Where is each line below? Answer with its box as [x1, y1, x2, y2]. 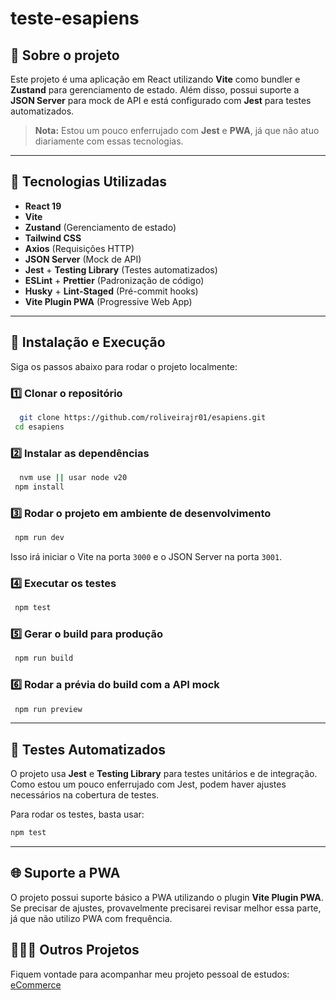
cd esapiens [14, 422, 65, 432]
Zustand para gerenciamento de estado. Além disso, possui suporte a [10, 84, 300, 96]
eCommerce [10, 978, 62, 991]
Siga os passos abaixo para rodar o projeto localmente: [10, 360, 238, 372]
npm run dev [14, 533, 65, 543]
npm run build [14, 653, 74, 664]
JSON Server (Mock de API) [24, 253, 142, 265]
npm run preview [14, 704, 83, 714]
